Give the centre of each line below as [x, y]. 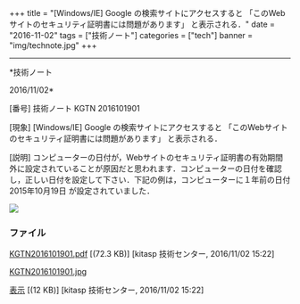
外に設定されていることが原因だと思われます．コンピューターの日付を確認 [146, 168]
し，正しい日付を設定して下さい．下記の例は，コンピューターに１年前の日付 [150, 180]
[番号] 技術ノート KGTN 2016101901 [75, 108]
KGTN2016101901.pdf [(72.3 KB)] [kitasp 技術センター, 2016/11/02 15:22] [142, 254]
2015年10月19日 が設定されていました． [82, 191]
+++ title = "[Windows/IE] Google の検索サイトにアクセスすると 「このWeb [147, 13]
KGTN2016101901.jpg [48, 272]
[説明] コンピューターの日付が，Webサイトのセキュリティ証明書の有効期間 [146, 157]
